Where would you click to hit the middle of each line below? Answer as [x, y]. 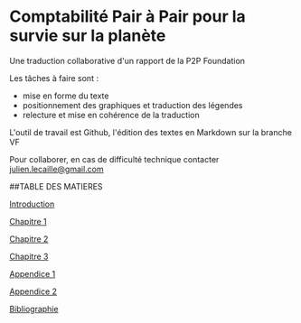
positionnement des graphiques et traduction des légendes [132, 105]
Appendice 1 [33, 273]
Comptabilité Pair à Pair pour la [127, 17]
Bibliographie [34, 309]
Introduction [32, 204]
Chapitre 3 [29, 256]
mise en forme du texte [66, 96]
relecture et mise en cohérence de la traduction [111, 115]
